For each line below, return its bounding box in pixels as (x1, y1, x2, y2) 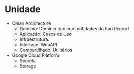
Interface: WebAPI (19, 41, 57, 47)
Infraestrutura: (19, 36, 50, 42)
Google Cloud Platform (12, 52, 60, 58)
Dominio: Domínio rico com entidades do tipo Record (19, 25, 129, 31)
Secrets (19, 57, 36, 63)
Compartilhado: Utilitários (19, 47, 73, 53)
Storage (19, 63, 36, 69)
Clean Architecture (12, 20, 51, 26)
